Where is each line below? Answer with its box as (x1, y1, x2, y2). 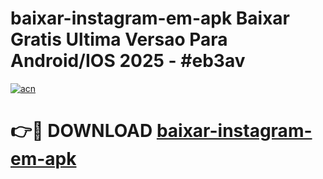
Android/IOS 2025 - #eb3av (10, 50, 246, 72)
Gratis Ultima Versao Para (10, 28, 228, 51)
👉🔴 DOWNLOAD (10, 120, 153, 142)
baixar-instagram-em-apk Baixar (10, 7, 290, 30)
